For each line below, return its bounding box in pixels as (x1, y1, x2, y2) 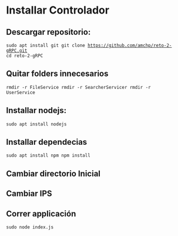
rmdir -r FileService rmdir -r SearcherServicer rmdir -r (6, 84, 151, 90)
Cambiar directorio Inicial (6, 168, 101, 178)
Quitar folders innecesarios (6, 69, 109, 79)
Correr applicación (6, 208, 76, 218)
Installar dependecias (6, 137, 88, 147)
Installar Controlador (6, 4, 110, 17)
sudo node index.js (6, 224, 54, 230)
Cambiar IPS (6, 189, 52, 199)
